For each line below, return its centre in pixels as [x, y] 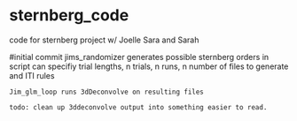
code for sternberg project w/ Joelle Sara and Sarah [104, 40]
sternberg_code [69, 15]
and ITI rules [32, 75]
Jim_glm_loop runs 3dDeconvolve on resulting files [106, 92]
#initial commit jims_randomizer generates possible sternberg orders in [139, 57]
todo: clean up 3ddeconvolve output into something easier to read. [138, 107]
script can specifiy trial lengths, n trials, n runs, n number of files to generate [149, 66]
